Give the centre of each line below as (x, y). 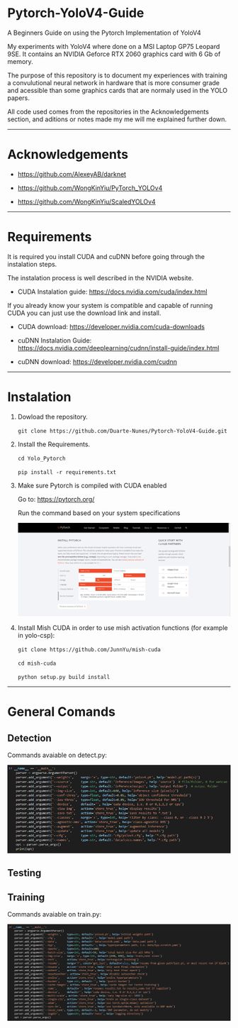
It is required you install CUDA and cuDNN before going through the (106, 256)
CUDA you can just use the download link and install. (84, 313)
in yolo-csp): (36, 636)
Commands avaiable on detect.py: (57, 755)
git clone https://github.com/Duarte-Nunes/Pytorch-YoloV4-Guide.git (123, 431)
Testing (24, 873)
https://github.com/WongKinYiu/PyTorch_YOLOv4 (90, 188)
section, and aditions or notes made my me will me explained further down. (117, 119)
